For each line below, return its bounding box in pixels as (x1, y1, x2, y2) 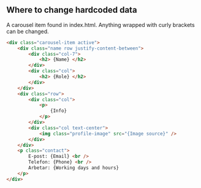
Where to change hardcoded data (6, 5, 137, 15)
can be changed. (6, 28, 49, 35)
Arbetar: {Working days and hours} (28, 165, 119, 171)
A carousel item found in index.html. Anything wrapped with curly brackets (6, 21, 195, 28)
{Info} (50, 108, 67, 114)
